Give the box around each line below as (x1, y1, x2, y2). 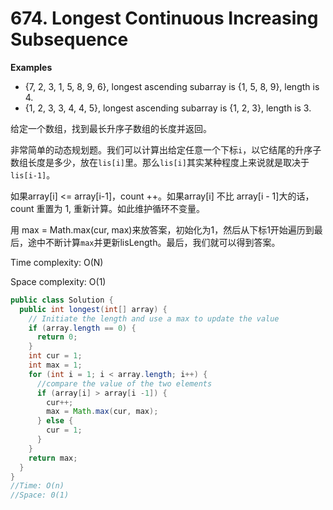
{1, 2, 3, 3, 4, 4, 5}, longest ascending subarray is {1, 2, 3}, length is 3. (24, 102, 312, 114)
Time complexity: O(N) (10, 256, 104, 268)
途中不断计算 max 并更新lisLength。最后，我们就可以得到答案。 (27, 236, 281, 248)
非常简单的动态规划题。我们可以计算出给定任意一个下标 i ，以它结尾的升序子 (10, 143, 322, 156)
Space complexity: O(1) (10, 275, 107, 287)
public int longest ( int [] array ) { (19, 304, 168, 314)
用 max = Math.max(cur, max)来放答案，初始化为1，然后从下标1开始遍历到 (10, 223, 315, 236)
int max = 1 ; (28, 360, 83, 371)
